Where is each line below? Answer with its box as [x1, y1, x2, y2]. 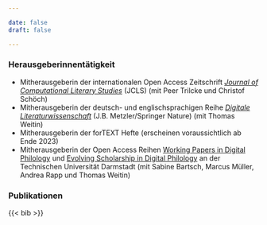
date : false [8, 18, 48, 26]
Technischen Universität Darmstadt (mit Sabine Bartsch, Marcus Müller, [19, 161, 254, 171]
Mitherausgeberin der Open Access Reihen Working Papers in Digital [19, 145, 246, 154]
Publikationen [8, 190, 64, 201]
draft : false [8, 25, 52, 34]
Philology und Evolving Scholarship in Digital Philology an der [19, 153, 221, 163]
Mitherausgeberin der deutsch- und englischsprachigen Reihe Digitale [19, 103, 250, 112]
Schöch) [19, 94, 48, 103]
